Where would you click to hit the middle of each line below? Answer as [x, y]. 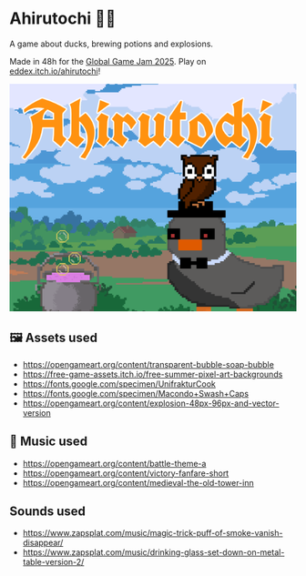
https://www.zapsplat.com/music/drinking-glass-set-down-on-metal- [153, 552]
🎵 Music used [49, 442]
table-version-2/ [53, 562]
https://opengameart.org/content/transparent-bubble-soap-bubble [148, 364]
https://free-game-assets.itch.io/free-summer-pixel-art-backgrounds [153, 374]
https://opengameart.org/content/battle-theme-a [114, 463]
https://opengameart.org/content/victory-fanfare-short [126, 473]
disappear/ [43, 543]
